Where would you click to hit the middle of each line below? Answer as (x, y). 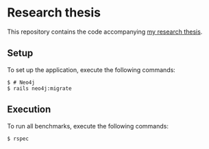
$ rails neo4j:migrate (39, 88)
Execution (29, 110)
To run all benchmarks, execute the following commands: (88, 126)
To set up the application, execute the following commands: (91, 69)
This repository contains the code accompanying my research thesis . (105, 32)
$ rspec (18, 139)
